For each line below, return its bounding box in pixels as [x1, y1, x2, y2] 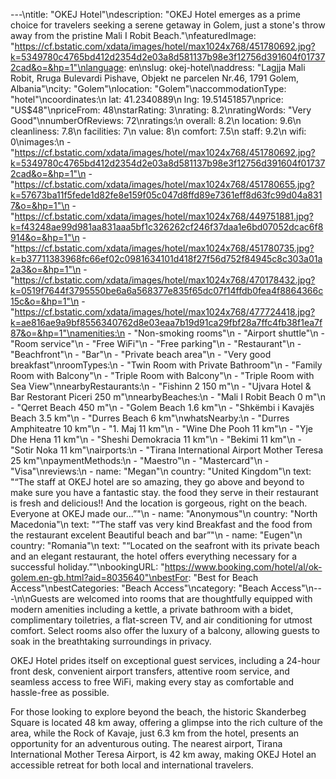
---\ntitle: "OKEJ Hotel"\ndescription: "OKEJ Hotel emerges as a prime [10, 9, 301, 20]
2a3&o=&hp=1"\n [10, 264, 82, 275]
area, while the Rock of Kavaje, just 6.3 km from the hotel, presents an [10, 727, 300, 739]
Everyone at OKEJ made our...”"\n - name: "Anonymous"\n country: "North [10, 508, 318, 519]
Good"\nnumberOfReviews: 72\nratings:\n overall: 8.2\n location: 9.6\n [10, 115, 302, 126]
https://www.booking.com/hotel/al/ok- [164, 561, 323, 573]
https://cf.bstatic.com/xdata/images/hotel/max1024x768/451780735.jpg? [14, 242, 315, 254]
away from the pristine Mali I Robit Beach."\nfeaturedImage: [10, 30, 257, 41]
